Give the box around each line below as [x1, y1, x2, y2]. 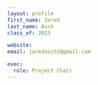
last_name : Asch [7, 23, 54, 30]
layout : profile [7, 10, 54, 17]
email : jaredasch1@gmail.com [7, 48, 91, 55]
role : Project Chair [13, 67, 72, 74]
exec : [7, 61, 23, 68]
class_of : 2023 [7, 29, 51, 37]
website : [7, 42, 32, 49]
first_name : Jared [7, 17, 60, 23]
